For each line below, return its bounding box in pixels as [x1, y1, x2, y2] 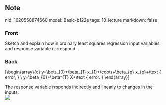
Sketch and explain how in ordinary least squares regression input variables [5, 40, 160, 46]
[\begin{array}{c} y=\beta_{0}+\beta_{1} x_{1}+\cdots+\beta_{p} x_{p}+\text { [5, 69, 161, 75]
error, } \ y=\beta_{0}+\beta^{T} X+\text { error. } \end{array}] [5, 74, 130, 80]
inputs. [5, 89, 19, 95]
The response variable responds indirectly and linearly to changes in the [5, 84, 153, 90]
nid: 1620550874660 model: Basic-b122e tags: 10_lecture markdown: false [5, 17, 158, 23]
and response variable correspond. [5, 46, 77, 52]
